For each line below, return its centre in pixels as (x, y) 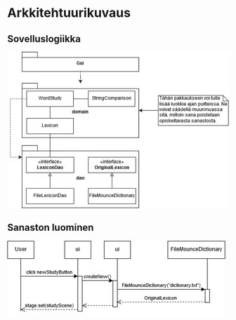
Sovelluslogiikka (44, 39)
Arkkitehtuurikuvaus (69, 13)
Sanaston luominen (51, 228)
